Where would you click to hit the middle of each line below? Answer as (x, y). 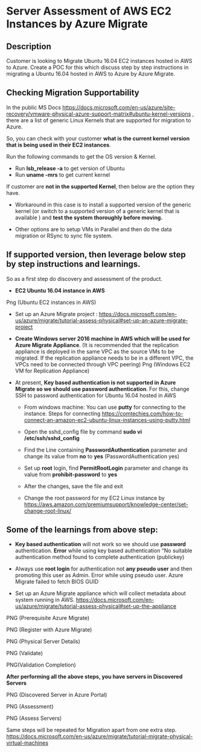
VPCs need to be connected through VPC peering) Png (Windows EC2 (103, 364)
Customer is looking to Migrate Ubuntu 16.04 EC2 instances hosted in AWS (99, 61)
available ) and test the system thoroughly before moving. (89, 217)
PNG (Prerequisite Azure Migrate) (48, 618)
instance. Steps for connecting (62, 414)
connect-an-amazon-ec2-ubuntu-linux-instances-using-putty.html (107, 420)
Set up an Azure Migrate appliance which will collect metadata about (100, 593)
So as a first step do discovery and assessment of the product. (85, 279)
